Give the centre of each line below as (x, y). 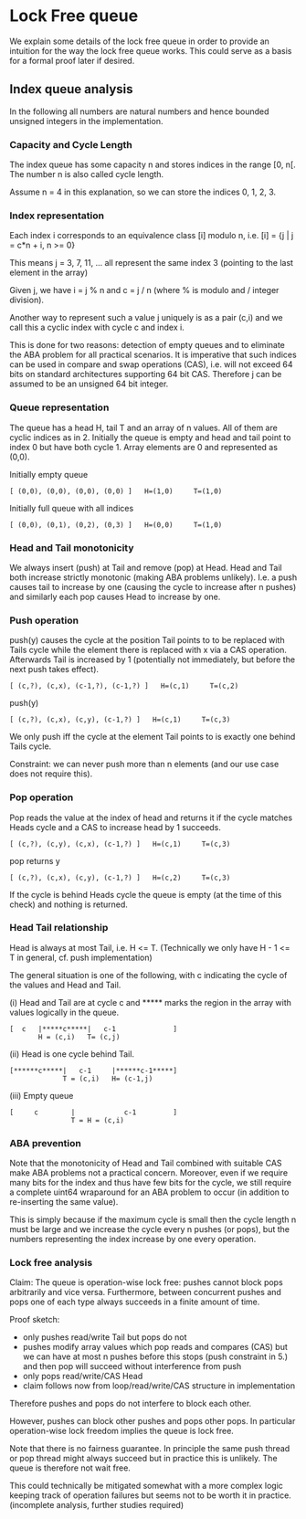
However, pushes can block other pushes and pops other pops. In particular (153, 1421)
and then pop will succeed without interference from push (132, 1366)
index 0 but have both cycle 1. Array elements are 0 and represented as (144, 447)
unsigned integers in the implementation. (86, 121)
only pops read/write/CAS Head (83, 1377)
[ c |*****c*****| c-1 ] (94, 1028)
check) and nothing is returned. (69, 904)
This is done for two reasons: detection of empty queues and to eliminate (148, 345)
